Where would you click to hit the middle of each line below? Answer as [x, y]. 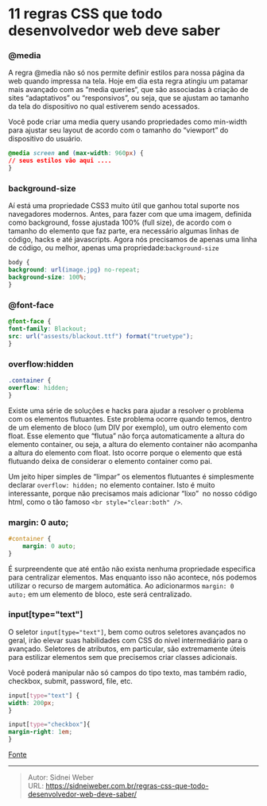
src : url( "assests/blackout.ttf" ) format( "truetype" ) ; [101, 336]
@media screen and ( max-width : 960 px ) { [76, 153]
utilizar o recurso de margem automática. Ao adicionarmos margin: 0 [121, 585]
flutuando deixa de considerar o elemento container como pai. [110, 461]
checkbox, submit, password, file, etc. [71, 681]
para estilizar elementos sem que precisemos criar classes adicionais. [123, 657]
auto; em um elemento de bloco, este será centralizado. [100, 594]
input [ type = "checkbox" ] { [49, 725]
